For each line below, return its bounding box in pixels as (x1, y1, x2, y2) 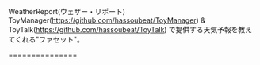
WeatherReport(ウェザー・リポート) (8, 7, 125, 16)
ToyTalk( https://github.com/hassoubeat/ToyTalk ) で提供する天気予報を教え (8, 25, 252, 34)
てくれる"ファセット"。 (8, 34, 85, 44)
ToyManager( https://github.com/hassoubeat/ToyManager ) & (8, 16, 206, 25)
